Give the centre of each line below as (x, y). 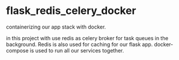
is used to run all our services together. (77, 50)
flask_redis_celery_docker (71, 11)
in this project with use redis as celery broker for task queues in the (87, 38)
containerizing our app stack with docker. (56, 27)
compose (18, 50)
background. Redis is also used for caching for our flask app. (80, 44)
